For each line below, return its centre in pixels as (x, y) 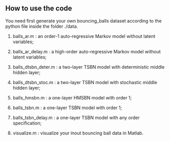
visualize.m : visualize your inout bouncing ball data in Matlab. (78, 133)
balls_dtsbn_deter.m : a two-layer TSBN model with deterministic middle (89, 67)
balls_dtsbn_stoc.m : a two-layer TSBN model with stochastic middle (85, 82)
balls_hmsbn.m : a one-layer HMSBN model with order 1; (72, 97)
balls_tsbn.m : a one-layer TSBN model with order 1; (67, 108)
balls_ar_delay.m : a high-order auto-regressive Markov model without (87, 51)
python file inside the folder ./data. (42, 26)
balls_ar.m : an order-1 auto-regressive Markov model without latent (84, 36)
